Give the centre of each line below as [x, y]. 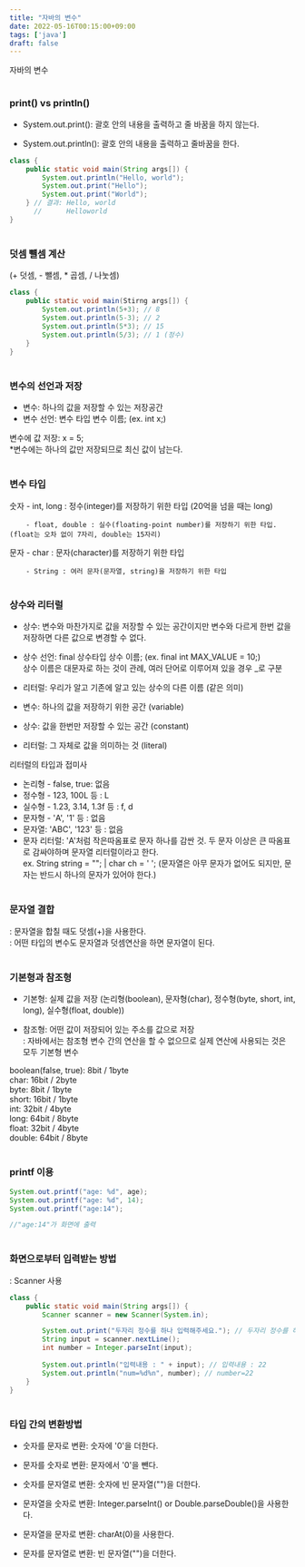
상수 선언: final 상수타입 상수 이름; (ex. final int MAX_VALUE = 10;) [142, 657]
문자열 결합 [32, 910]
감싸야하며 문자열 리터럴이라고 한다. [95, 852]
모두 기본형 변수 [50, 1053]
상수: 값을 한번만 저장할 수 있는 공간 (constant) [106, 726]
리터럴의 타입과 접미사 [49, 765]
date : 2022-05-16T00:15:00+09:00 [73, 26]
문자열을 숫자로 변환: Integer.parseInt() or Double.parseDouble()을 [143, 1503]
